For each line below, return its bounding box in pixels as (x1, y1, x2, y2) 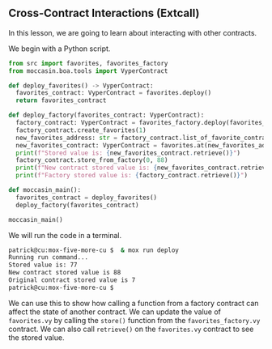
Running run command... (8, 253, 89, 262)
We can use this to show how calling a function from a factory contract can (8, 298, 259, 308)
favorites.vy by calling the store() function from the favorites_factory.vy (8, 315, 261, 325)
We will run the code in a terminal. (8, 230, 122, 240)
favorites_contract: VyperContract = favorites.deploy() (15, 89, 212, 97)
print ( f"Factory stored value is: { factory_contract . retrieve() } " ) (15, 172, 249, 180)
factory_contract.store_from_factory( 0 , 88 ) (15, 156, 168, 164)
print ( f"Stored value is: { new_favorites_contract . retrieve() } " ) (15, 149, 241, 157)
